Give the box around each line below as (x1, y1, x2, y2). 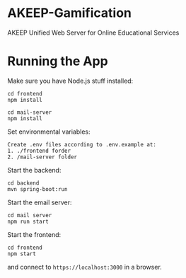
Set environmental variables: (7, 127, 91, 136)
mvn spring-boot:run (7, 185, 69, 192)
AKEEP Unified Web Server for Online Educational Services (7, 28, 180, 37)
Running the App (7, 53, 108, 69)
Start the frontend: (7, 230, 62, 238)
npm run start (7, 218, 50, 225)
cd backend (7, 179, 40, 187)
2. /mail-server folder (7, 154, 78, 161)
